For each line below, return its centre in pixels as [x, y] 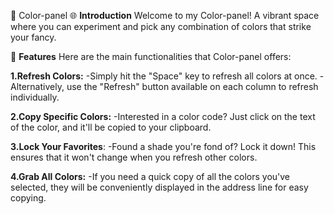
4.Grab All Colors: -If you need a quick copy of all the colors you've [150, 176]
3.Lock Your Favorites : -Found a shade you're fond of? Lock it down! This [163, 146]
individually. [35, 97]
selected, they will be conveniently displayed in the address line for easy [159, 187]
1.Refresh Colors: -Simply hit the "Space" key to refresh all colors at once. [164, 76]
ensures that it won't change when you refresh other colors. [134, 157]
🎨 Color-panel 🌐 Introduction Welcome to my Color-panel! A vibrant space [165, 15]
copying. [28, 198]
